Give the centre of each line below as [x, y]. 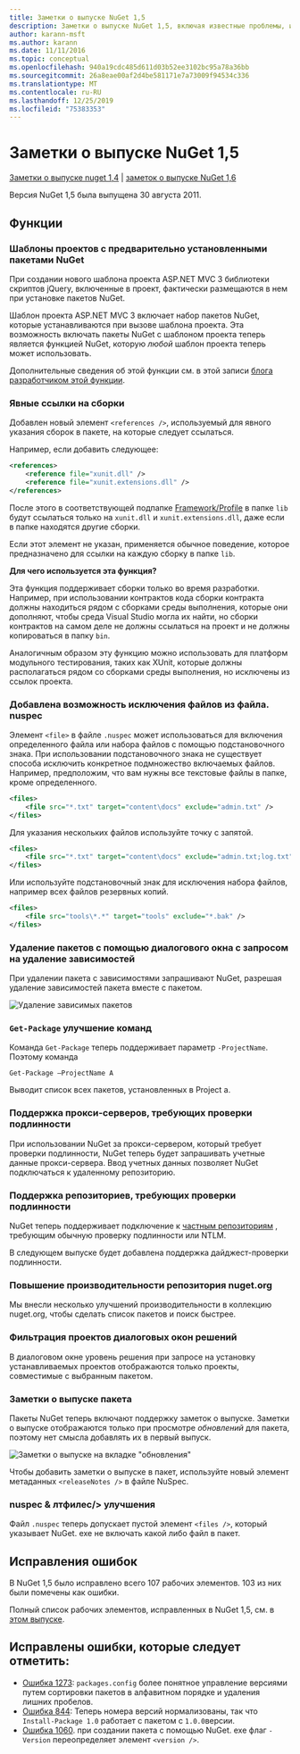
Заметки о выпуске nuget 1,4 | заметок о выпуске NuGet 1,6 [123, 178]
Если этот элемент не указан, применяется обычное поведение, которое [150, 544]
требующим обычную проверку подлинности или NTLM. [118, 1235]
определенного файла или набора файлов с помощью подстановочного [147, 744]
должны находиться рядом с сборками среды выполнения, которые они [149, 607]
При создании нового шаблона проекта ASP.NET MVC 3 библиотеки [139, 278]
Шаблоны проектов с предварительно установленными [138, 248]
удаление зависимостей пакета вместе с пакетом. [106, 988]
